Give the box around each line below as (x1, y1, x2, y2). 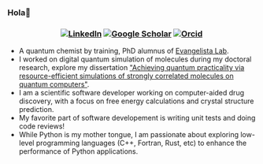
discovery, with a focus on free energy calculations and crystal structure (18, 96, 254, 106)
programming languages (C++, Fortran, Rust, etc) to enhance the (35, 138, 247, 148)
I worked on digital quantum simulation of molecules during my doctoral (18, 54, 252, 64)
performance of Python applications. (18, 147, 139, 156)
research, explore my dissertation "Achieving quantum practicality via (18, 63, 245, 73)
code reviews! (18, 121, 65, 131)
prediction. (18, 105, 54, 114)
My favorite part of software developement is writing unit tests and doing (18, 114, 256, 123)
